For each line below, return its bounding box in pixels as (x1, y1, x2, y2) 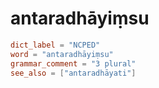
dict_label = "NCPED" (10, 40, 101, 50)
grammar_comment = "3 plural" (10, 58, 137, 69)
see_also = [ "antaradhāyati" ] (10, 68, 137, 78)
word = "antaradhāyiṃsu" (10, 49, 114, 59)
